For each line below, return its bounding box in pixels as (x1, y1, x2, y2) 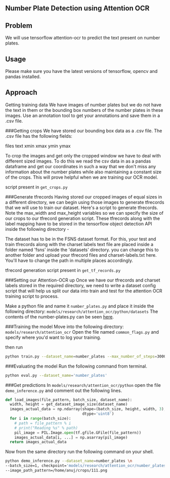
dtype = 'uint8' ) (82, 411, 114, 417)
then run (5, 344, 23, 350)
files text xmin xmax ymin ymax (5, 143, 71, 149)
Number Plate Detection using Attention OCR (5, 4, 150, 13)
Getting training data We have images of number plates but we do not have (5, 101, 162, 108)
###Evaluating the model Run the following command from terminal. (5, 363, 148, 369)
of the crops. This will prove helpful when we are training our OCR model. (5, 174, 158, 180)
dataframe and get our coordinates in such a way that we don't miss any (5, 163, 156, 169)
